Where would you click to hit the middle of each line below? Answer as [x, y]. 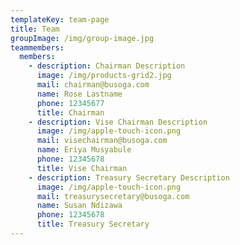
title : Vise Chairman [82, 168]
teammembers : [37, 47]
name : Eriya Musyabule [84, 150]
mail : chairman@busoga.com [93, 85]
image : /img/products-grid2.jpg [104, 76]
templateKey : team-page [60, 19]
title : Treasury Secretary [93, 224]
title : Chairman [70, 112]
